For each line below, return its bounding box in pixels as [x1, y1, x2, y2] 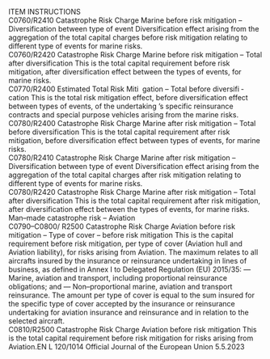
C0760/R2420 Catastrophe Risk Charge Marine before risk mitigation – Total [8, 50, 263, 59]
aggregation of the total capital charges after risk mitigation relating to [8, 170, 242, 179]
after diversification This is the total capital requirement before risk [8, 58, 230, 68]
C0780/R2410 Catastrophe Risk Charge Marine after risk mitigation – [8, 153, 236, 163]
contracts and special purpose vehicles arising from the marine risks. [8, 110, 239, 120]
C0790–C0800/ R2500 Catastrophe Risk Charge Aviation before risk [8, 222, 236, 231]
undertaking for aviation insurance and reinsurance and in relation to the [8, 307, 249, 317]
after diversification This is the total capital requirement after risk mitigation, [8, 196, 261, 205]
